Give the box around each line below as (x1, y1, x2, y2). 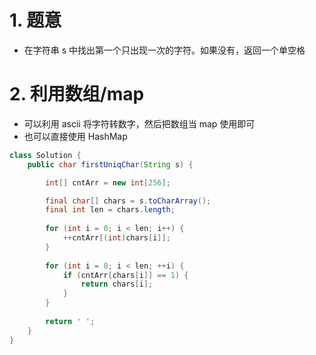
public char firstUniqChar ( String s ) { (27, 159, 194, 170)
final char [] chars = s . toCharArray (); (45, 196, 212, 206)
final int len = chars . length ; (45, 205, 176, 215)
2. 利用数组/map (9, 83, 145, 106)
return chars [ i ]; (80, 279, 154, 290)
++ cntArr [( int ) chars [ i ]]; (62, 233, 171, 243)
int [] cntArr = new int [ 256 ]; (45, 177, 171, 188)
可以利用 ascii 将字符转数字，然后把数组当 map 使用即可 (23, 117, 256, 130)
